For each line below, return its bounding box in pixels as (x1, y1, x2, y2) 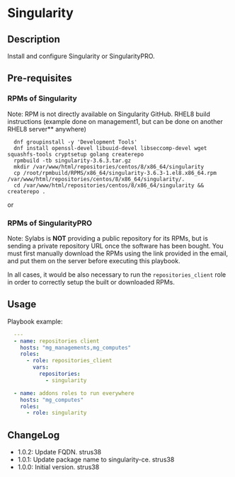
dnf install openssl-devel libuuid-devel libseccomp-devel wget (13, 144, 207, 151)
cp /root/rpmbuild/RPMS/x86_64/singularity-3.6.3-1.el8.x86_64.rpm (13, 169, 217, 176)
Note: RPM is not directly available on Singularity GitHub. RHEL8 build (7, 110, 210, 118)
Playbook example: (7, 317, 63, 326)
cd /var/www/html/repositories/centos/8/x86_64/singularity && (13, 182, 204, 189)
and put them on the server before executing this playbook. (7, 256, 180, 265)
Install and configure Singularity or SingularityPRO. (7, 52, 155, 60)
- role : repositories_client (25, 357, 113, 364)
